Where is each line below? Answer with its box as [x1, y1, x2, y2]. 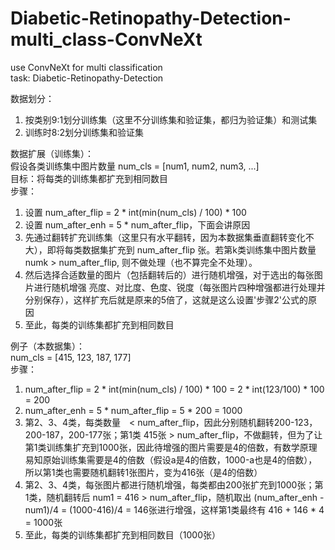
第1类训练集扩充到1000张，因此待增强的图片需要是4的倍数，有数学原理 [24, 441, 318, 453]
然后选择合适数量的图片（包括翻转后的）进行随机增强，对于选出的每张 [24, 268, 315, 281]
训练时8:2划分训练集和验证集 [24, 126, 145, 138]
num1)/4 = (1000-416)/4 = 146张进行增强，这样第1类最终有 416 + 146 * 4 [24, 503, 325, 516]
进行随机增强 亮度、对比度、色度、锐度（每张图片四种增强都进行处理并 [33, 281, 326, 293]
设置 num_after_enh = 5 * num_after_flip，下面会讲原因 [24, 218, 251, 231]
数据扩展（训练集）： [10, 147, 94, 159]
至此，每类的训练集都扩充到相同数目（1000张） [24, 528, 221, 541]
